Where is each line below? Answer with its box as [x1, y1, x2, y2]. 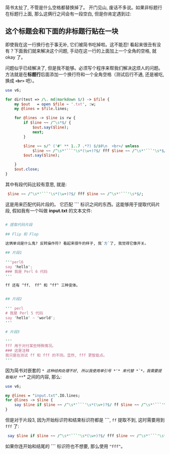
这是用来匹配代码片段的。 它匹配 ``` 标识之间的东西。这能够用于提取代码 [5, 201, 156, 207]
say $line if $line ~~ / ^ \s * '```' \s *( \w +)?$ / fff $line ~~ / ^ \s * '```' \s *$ [7, 433, 168, 439]
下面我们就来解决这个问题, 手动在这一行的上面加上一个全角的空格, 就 [14, 48, 157, 54]
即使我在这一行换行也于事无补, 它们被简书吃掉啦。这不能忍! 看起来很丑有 [5, 41, 157, 47]
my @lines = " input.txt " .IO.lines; [5, 393, 80, 398]
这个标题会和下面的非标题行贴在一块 [5, 27, 118, 36]
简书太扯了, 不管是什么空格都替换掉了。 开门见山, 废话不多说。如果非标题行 [5, 5, 162, 10]
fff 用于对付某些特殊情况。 [5, 343, 56, 348]
